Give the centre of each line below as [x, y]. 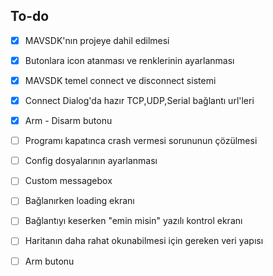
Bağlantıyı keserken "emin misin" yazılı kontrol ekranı [133, 221]
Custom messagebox [68, 181]
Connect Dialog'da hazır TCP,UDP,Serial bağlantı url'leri [139, 100]
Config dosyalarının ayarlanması [91, 161]
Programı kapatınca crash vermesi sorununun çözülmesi [141, 141]
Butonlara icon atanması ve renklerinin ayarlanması [129, 60]
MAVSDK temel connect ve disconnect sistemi [120, 80]
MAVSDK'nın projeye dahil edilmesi [97, 40]
